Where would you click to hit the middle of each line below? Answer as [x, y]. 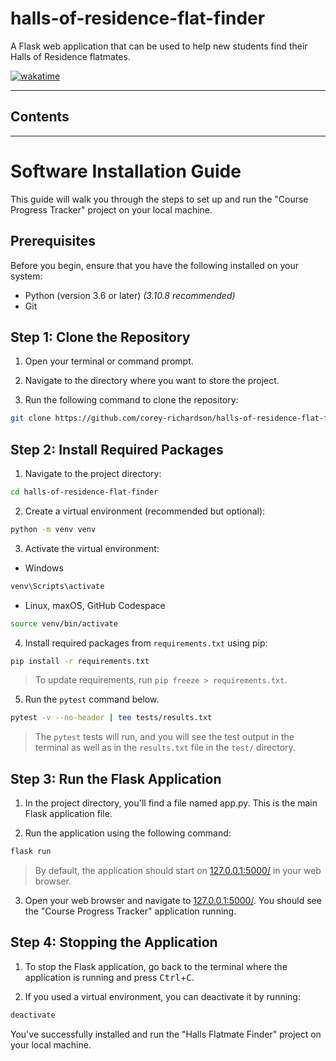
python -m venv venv [53, 529]
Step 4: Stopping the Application [114, 942]
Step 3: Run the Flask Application [116, 778]
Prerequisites [53, 241]
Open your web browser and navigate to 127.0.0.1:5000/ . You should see [173, 900]
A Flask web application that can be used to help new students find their [159, 46]
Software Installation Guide [126, 171]
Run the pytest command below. [92, 699]
